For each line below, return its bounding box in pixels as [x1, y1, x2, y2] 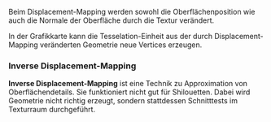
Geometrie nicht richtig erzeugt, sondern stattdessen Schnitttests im [8, 96, 238, 106]
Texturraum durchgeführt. [8, 105, 96, 115]
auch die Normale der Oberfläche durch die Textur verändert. [8, 15, 215, 25]
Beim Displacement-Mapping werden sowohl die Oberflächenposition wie [8, 7, 256, 16]
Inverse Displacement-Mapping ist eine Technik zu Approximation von [8, 79, 248, 89]
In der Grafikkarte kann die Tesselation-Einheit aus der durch [8, 32, 213, 41]
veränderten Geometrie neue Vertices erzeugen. [39, 40, 203, 50]
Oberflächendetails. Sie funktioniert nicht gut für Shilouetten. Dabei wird [8, 87, 251, 97]
